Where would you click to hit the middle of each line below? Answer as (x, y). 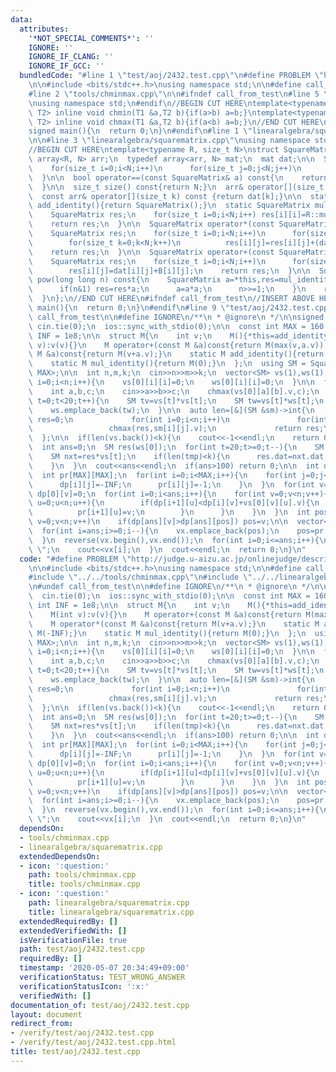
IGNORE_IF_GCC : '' (66, 66)
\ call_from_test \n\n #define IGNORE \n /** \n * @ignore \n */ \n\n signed (176, 317)
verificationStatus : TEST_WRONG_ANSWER (102, 977)
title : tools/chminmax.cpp (84, 884)
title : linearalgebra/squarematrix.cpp (111, 912)
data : (21, 19)
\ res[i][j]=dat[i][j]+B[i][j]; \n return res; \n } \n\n (169, 271)
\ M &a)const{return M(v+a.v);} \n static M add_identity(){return (176, 354)
